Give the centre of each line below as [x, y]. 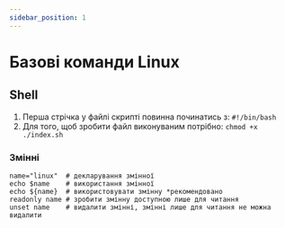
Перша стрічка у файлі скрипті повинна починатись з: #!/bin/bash [149, 117]
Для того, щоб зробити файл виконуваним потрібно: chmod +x [140, 126]
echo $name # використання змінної [82, 184]
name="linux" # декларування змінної [82, 176]
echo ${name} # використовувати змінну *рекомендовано [116, 191]
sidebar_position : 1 [48, 18]
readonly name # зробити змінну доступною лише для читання [125, 199]
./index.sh [43, 135]
